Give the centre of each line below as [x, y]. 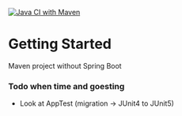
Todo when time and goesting [66, 86]
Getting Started [60, 44]
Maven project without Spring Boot [65, 65]
